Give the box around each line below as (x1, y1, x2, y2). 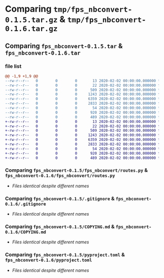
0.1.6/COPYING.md (5, 229, 46, 235)
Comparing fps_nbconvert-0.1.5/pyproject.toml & (5, 251, 125, 258)
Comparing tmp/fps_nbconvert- (5, 3, 133, 15)
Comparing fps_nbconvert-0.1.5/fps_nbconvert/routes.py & (5, 167, 148, 174)
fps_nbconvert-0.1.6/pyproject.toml (5, 258, 92, 263)
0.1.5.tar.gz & (5, 14, 66, 25)
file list (5, 62, 22, 69)
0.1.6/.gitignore (5, 201, 46, 207)
